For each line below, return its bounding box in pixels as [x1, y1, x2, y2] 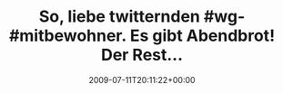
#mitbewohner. [8, 25, 127, 46]
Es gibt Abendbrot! [129, 25, 276, 46]
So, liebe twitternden [38, 6, 201, 27]
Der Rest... [101, 45, 183, 65]
